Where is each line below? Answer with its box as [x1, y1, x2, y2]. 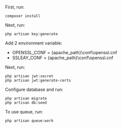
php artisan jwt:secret [5, 74, 54, 79]
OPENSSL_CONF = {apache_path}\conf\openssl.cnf [12, 50, 118, 55]
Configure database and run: [5, 86, 63, 92]
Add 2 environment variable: [5, 40, 63, 46]
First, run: [5, 4, 24, 10]
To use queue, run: [5, 109, 43, 114]
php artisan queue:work [5, 118, 54, 123]
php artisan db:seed [5, 100, 48, 105]
